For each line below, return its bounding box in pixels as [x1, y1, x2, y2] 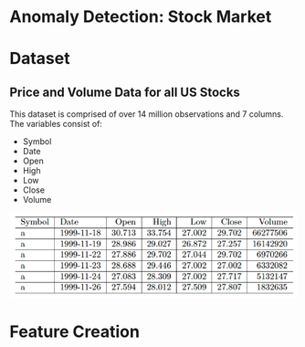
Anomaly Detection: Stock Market [9, 6, 272, 27]
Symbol [22, 136, 52, 147]
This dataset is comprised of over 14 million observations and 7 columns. [9, 109, 284, 120]
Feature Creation [9, 321, 140, 342]
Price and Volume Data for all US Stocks [9, 84, 240, 100]
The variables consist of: [9, 119, 103, 130]
